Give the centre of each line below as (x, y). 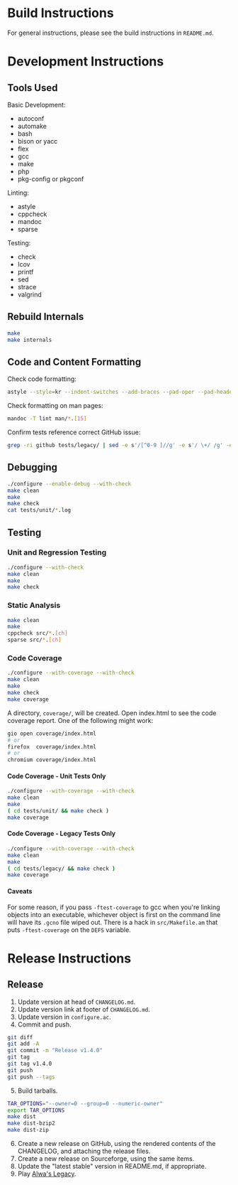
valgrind (30, 294)
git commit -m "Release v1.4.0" (55, 1051)
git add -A (23, 1044)
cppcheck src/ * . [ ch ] (38, 633)
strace (27, 286)
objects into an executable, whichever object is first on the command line (114, 914)
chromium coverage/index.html (52, 760)
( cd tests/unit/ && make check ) (58, 811)
